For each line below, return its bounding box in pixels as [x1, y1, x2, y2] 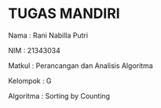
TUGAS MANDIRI [8, 5, 120, 23]
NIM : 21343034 [8, 45, 60, 55]
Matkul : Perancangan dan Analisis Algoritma [8, 60, 153, 70]
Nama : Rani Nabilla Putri [8, 31, 89, 40]
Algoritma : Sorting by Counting [8, 91, 111, 100]
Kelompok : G [8, 76, 53, 85]
